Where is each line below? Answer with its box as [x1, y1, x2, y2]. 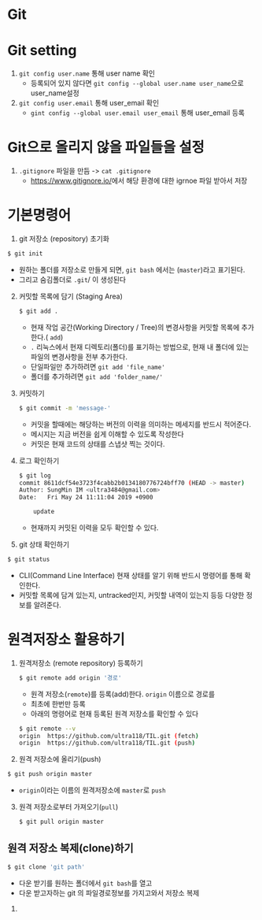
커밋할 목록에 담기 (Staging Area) [18, 291, 123, 301]
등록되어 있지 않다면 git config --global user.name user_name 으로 [30, 79, 245, 88]
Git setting [7, 42, 77, 60]
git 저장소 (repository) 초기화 [18, 234, 109, 243]
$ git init [7, 250, 43, 258]
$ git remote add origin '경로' [18, 673, 122, 682]
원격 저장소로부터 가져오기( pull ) [18, 802, 119, 812]
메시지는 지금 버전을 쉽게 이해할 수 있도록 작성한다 [30, 429, 184, 439]
